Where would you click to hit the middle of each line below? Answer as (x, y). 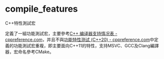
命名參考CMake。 (36, 52)
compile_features (41, 9)
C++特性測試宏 (20, 23)
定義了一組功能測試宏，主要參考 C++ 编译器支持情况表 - (61, 33)
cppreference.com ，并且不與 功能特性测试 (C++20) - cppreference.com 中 (80, 39)
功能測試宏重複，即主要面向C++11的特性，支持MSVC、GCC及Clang (82, 45)
